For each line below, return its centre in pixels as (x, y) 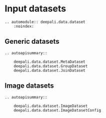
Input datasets (35, 9)
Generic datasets (32, 42)
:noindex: (24, 26)
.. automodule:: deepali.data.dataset (45, 22)
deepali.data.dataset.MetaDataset (49, 62)
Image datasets (29, 86)
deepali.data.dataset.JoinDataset (49, 70)
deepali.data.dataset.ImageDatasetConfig (57, 110)
